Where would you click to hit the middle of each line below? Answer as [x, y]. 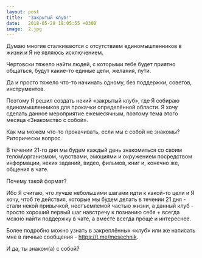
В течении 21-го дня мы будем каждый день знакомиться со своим [94, 150]
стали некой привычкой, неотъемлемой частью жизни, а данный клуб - [100, 206]
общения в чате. [27, 169]
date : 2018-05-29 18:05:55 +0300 [51, 23]
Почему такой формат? [37, 181]
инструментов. [26, 89]
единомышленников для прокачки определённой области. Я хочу [92, 107]
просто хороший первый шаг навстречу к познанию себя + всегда [93, 212]
